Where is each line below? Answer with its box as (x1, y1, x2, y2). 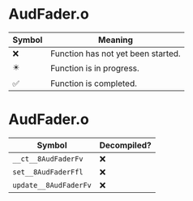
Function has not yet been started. (49, 48, 181, 59)
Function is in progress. (49, 62, 139, 74)
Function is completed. (49, 78, 138, 89)
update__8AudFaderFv (12, 180, 92, 190)
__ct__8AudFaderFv (12, 154, 84, 163)
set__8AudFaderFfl (12, 167, 84, 177)
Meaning (98, 34, 134, 45)
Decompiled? (99, 139, 152, 151)
